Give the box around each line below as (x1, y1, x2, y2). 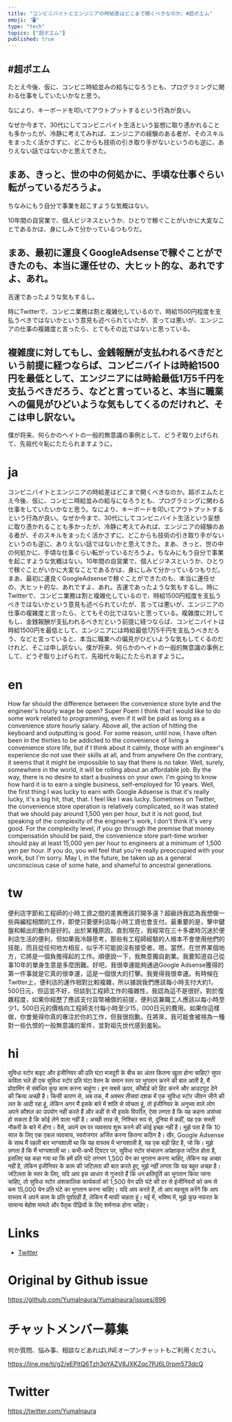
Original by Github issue (8, 1273, 149, 1289)
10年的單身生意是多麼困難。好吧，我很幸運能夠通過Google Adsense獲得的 (13, 961, 224, 969)
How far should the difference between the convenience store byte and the (8, 699, 221, 708)
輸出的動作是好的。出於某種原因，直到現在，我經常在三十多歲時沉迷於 (19, 927, 219, 935)
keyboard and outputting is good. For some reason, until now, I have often (8, 729, 218, 737)
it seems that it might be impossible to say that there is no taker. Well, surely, (8, 758, 225, 767)
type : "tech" (8, 23, 45, 30)
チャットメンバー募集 (8, 1322, 129, 1338)
